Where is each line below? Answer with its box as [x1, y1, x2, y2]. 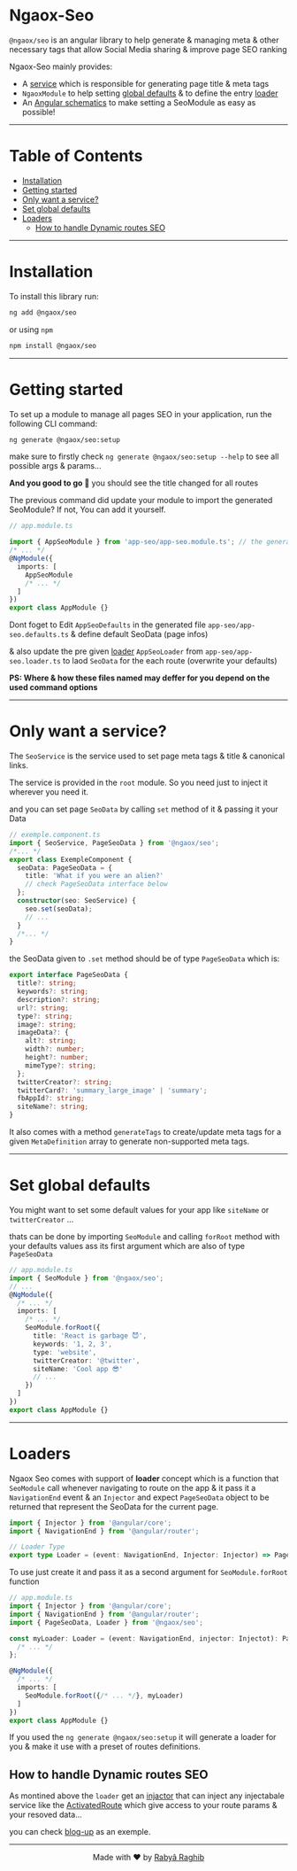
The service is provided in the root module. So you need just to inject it [9, 777, 268, 788]
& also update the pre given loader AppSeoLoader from [9, 646, 203, 656]
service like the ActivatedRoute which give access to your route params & [9, 1800, 278, 1811]
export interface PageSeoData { [9, 971, 128, 980]
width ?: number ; [25, 1044, 86, 1054]
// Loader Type [9, 1542, 65, 1551]
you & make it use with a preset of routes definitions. [9, 1742, 201, 1752]
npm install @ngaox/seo [9, 341, 97, 350]
